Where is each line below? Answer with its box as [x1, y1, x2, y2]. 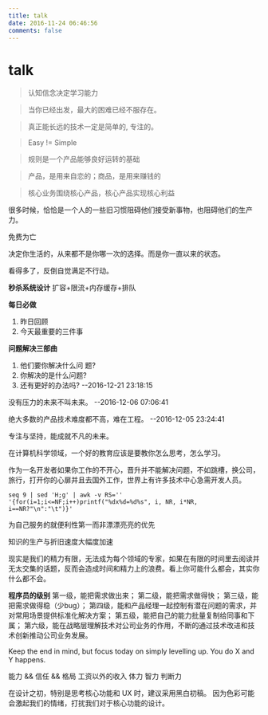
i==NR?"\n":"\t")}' [8, 505, 73, 513]
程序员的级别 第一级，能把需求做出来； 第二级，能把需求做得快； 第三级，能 [8, 591, 259, 600]
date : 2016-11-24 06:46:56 [8, 19, 98, 27]
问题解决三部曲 [8, 344, 57, 353]
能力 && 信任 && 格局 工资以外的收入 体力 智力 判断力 [8, 671, 182, 682]
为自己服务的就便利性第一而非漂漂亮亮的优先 [8, 520, 156, 530]
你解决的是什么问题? [19, 371, 87, 380]
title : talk [8, 11, 48, 20]
